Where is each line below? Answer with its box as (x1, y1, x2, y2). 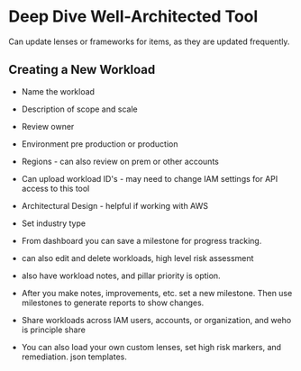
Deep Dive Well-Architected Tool (8, 6, 259, 27)
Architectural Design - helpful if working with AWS (21, 200, 209, 211)
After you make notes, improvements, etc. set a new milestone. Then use (21, 287, 293, 298)
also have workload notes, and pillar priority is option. (21, 270, 222, 281)
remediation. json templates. (21, 351, 127, 362)
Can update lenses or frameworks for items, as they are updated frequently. (8, 36, 290, 47)
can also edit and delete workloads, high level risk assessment (21, 252, 254, 263)
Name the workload (21, 86, 96, 96)
